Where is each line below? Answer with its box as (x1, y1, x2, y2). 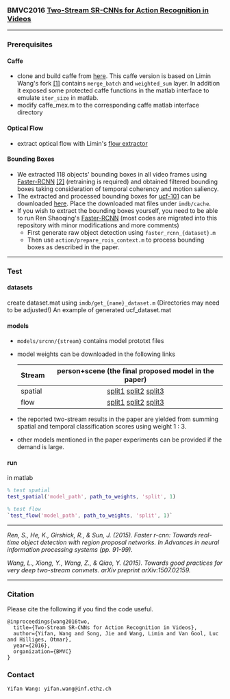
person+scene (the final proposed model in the (57, 366, 214, 376)
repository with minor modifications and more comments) (16, 221, 179, 229)
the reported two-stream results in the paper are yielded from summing (16, 415, 219, 423)
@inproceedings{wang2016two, (7, 618, 90, 625)
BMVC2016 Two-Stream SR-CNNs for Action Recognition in (7, 5, 209, 15)
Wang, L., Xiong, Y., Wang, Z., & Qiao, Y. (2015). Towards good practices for (7, 559, 222, 567)
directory (16, 108, 43, 116)
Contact (7, 670, 35, 680)
